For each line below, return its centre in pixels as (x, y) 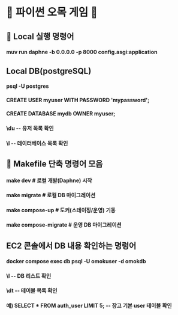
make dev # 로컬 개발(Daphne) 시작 (49, 180)
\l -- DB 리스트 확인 (29, 276)
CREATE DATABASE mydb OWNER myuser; (61, 114)
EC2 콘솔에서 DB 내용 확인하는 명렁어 (71, 246)
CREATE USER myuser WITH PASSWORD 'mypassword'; (78, 100)
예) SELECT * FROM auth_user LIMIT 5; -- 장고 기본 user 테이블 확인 (89, 306)
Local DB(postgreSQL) (49, 71)
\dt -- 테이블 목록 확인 (32, 291)
